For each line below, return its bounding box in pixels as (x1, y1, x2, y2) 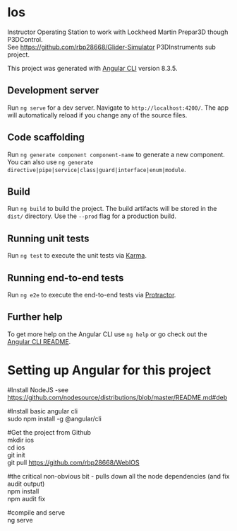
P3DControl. (7, 35, 44, 43)
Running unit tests (7, 232, 90, 244)
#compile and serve (7, 508, 66, 517)
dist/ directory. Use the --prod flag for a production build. (7, 212, 176, 220)
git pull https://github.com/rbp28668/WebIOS (7, 458, 140, 467)
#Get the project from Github (7, 428, 92, 436)
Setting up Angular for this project (7, 362, 212, 378)
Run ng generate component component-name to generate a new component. (7, 150, 226, 159)
